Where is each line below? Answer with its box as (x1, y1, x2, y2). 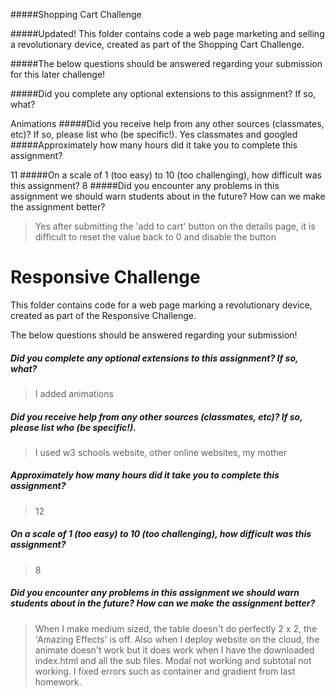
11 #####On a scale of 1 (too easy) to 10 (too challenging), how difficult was (10, 169, 322, 181)
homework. (34, 675, 82, 688)
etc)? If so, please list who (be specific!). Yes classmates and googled (10, 129, 298, 140)
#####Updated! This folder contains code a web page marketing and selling (10, 28, 325, 39)
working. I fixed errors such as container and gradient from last (34, 665, 296, 677)
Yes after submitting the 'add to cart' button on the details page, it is (34, 220, 316, 232)
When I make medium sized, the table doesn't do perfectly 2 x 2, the (34, 622, 317, 634)
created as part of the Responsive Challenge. (10, 309, 197, 321)
